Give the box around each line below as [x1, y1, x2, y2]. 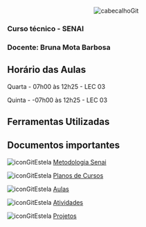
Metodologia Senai [53, 158, 107, 166]
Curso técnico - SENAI [7, 24, 84, 33]
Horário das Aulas [7, 64, 86, 76]
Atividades [53, 198, 84, 206]
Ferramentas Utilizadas [7, 116, 110, 128]
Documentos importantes [7, 140, 120, 151]
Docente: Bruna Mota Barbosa [7, 42, 111, 52]
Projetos [53, 212, 77, 220]
